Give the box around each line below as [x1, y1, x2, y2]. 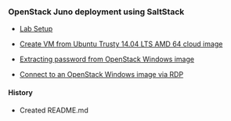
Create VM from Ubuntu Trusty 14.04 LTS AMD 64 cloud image [19, 39, 223, 49]
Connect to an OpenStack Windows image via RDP [19, 70, 184, 79]
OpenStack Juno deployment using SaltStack [8, 6, 185, 17]
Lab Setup [19, 24, 53, 34]
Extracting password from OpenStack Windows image [19, 54, 194, 64]
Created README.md [19, 105, 88, 115]
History [8, 87, 34, 97]
